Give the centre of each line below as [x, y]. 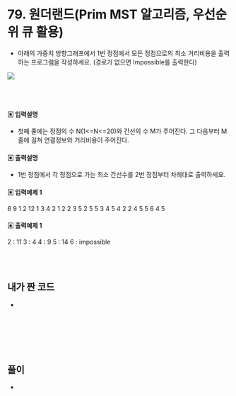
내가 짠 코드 [31, 287]
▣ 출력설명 [23, 157]
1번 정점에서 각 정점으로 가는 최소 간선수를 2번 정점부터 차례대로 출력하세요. [122, 175]
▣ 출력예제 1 [25, 226]
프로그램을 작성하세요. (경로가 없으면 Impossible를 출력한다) [114, 62]
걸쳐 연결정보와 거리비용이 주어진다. [80, 140]
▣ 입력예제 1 [25, 192]
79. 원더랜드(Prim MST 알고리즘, [99, 15]
